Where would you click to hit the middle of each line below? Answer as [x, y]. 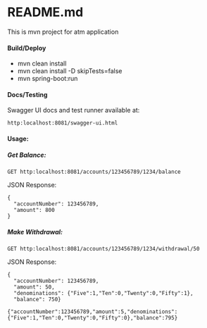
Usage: [18, 139]
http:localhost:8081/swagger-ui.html [63, 123]
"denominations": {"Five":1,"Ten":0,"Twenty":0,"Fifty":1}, [103, 293]
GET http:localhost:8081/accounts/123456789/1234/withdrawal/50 [103, 248]
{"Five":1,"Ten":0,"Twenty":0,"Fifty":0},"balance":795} [93, 317]
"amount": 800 [34, 210]
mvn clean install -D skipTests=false [70, 71]
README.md [45, 12]
